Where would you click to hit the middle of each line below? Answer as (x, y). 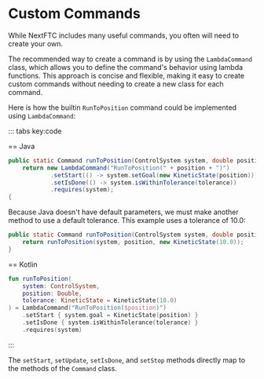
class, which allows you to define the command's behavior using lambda (126, 67)
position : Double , (52, 293)
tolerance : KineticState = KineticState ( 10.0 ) (100, 301)
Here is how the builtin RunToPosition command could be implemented (123, 108)
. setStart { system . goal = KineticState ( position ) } (110, 315)
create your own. (36, 43)
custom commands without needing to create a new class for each (116, 84)
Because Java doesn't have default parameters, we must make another (123, 212)
